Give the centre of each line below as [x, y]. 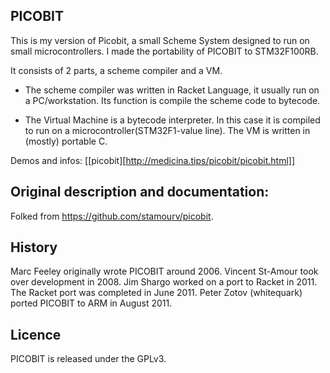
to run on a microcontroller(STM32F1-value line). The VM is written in [167, 130]
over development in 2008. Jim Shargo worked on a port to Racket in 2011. [164, 282]
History [34, 247]
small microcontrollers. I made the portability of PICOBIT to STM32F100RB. [164, 51]
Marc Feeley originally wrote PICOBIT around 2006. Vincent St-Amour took [164, 271]
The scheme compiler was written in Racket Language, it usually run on [172, 90]
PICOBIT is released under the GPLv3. [88, 359]
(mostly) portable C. [66, 141]
